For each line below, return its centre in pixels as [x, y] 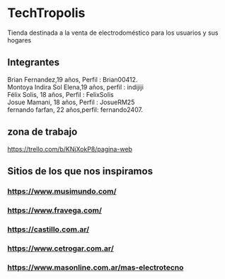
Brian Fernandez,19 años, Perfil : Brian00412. [73, 79]
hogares [19, 40]
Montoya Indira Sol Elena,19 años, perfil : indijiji [75, 87]
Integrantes [34, 63]
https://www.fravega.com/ [55, 210]
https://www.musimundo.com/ [62, 191]
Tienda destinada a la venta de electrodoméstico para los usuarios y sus [113, 33]
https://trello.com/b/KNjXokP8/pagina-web [70, 149]
